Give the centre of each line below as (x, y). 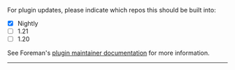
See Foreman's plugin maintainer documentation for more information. (108, 53)
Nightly (28, 23)
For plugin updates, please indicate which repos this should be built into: (112, 10)
